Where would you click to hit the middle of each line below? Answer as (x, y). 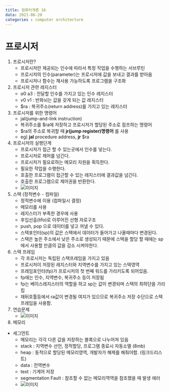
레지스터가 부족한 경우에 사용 (49, 214)
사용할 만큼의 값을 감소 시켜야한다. (64, 245)
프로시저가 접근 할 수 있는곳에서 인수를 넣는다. (66, 150)
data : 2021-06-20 (24, 15)
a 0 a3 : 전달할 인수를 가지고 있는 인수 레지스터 (67, 94)
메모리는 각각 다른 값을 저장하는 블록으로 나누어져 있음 (75, 340)
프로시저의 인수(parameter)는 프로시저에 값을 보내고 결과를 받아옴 (86, 74)
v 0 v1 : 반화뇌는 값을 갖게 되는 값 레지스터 (62, 100)
